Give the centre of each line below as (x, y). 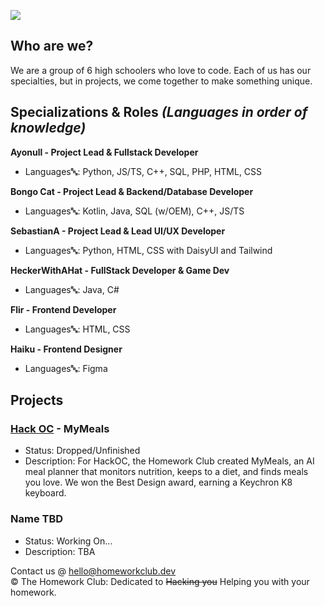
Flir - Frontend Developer (63, 309)
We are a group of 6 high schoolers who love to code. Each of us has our (161, 70)
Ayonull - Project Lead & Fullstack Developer (104, 152)
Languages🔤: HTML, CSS (77, 329)
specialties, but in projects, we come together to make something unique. (161, 81)
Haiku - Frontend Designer (66, 349)
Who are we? (52, 46)
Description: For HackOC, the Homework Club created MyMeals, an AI (169, 461)
